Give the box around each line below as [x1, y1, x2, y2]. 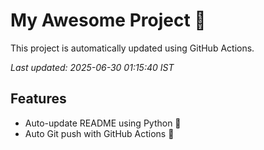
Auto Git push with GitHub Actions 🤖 [24, 127, 175, 139]
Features [10, 90, 67, 108]
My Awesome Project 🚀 [10, 9, 207, 32]
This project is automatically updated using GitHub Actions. [10, 42, 255, 54]
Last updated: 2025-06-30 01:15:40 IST [10, 61, 175, 73]
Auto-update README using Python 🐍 [24, 117, 182, 129]
